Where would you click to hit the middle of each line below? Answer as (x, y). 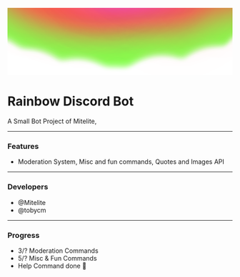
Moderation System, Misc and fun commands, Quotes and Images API (121, 162)
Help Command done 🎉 (52, 266)
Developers (28, 187)
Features (23, 147)
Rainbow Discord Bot (71, 101)
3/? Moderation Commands (58, 251)
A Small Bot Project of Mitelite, (52, 121)
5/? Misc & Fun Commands (57, 258)
